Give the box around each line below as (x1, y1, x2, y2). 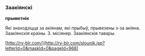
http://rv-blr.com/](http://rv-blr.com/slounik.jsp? (6, 40, 105, 46)
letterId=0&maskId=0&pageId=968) (5, 45, 79, 51)
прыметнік (5, 15, 29, 21)
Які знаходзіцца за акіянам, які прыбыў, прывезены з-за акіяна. (5, 25, 141, 31)
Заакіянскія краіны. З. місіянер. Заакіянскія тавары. (5, 30, 116, 36)
